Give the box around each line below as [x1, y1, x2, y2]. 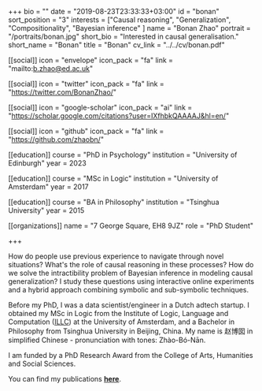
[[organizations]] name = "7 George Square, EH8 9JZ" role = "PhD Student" [8, 221, 254, 230]
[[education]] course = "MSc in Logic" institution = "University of [8, 173, 219, 183]
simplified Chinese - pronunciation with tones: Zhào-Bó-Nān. [8, 335, 206, 344]
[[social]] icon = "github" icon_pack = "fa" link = [8, 126, 164, 136]
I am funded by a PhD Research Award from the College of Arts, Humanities [8, 351, 253, 359]
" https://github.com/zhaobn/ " [8, 135, 105, 144]
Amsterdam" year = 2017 [8, 182, 89, 192]
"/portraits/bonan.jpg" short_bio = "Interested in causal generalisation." [8, 32, 239, 41]
